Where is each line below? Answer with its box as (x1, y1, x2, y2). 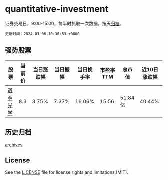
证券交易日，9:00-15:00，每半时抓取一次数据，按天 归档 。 (5, 20, 124, 26)
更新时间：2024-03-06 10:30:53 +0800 (5, 31, 80, 36)
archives (5, 141, 23, 148)
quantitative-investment (5, 3, 109, 15)
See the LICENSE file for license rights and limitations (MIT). (5, 169, 129, 175)
